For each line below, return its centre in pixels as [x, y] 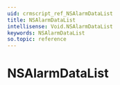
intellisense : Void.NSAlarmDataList [60, 26]
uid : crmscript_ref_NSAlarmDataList [60, 13]
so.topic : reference [37, 39]
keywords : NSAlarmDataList [46, 33]
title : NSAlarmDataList [42, 20]
